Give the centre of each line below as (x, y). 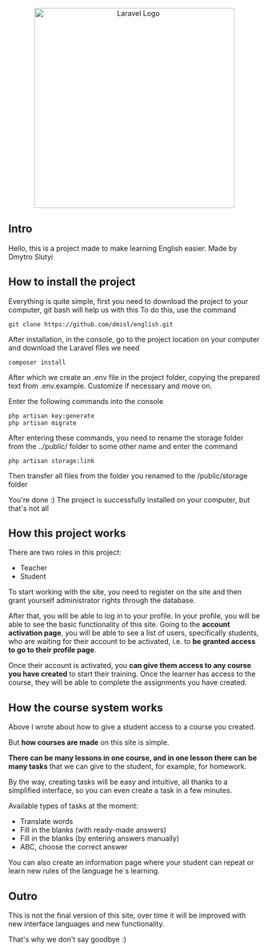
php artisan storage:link (51, 461)
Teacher (34, 568)
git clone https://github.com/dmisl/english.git (91, 324)
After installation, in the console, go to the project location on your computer (134, 339)
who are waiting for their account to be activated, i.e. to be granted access (132, 642)
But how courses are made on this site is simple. (89, 742)
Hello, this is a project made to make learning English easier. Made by (123, 248)
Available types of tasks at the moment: (73, 806)
